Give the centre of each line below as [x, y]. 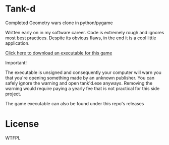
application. [17, 43]
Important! [16, 62]
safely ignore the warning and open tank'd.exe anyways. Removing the [79, 83]
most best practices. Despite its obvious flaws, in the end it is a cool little [81, 38]
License [22, 124]
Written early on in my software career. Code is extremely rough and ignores [85, 32]
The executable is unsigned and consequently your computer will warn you [83, 72]
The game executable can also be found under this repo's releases [75, 103]
